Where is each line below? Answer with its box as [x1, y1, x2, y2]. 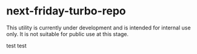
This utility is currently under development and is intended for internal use [6, 24, 191, 31]
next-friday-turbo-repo [6, 4, 126, 18]
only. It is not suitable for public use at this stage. [6, 30, 129, 37]
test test [6, 42, 27, 49]
